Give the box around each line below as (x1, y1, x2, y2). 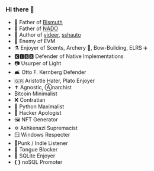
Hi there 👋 (5, 5, 35, 14)
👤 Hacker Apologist (14, 109, 62, 117)
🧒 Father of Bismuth (14, 19, 63, 26)
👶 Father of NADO (14, 25, 59, 32)
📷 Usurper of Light (14, 60, 62, 67)
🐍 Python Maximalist (14, 103, 65, 110)
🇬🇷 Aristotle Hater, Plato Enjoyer (14, 77, 95, 85)
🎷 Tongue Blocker (14, 146, 58, 153)
